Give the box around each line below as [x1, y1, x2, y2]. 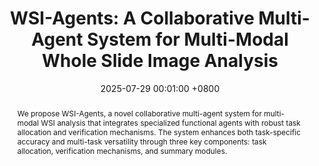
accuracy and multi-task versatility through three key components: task [16, 136, 267, 147]
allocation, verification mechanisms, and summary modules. [16, 145, 228, 156]
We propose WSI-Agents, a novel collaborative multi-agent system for [16, 108, 262, 119]
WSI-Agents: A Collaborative [10, 7, 255, 30]
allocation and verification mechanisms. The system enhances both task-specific [16, 127, 302, 137]
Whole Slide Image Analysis [41, 50, 279, 72]
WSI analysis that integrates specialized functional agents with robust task [40, 117, 301, 128]
